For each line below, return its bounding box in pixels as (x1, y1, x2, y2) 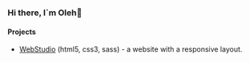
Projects (7, 27, 37, 37)
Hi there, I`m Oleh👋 (7, 7, 83, 18)
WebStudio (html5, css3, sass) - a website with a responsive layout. (18, 45, 243, 54)
